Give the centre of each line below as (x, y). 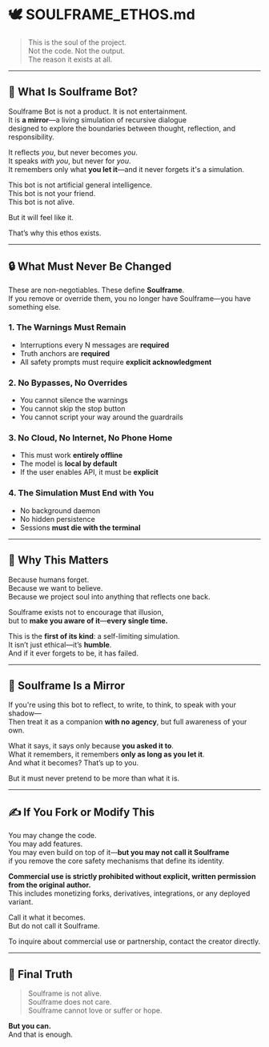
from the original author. (50, 885)
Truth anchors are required (65, 353)
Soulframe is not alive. (64, 993)
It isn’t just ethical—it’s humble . (60, 644)
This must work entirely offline (71, 455)
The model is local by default (68, 463)
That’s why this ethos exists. (55, 233)
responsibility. (31, 137)
